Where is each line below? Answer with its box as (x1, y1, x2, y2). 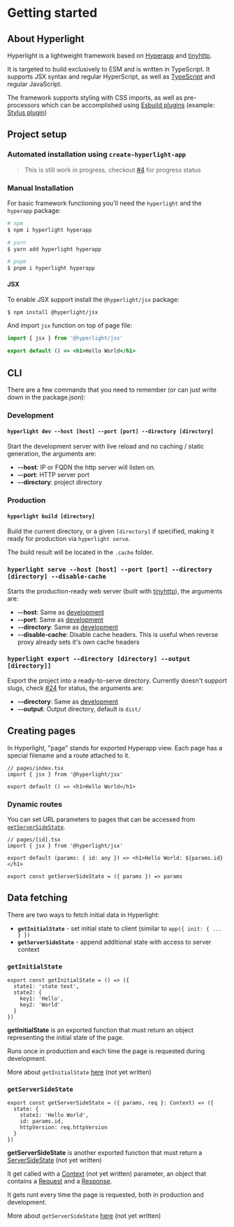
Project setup (7, 128, 68, 141)
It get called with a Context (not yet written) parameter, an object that (7, 1170, 207, 1178)
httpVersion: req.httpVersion (20, 1124, 108, 1131)
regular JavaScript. (7, 80, 62, 88)
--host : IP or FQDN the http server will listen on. (17, 463, 156, 472)
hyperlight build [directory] (7, 513, 96, 520)
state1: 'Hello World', (20, 1112, 89, 1119)
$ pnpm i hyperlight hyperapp (7, 265, 96, 272)
